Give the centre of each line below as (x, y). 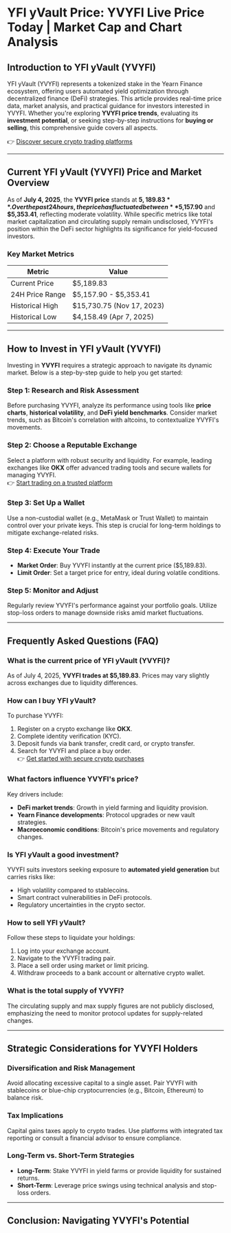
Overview (29, 183)
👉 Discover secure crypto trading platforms (70, 141)
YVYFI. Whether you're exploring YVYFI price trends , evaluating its (103, 113)
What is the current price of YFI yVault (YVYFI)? (89, 660)
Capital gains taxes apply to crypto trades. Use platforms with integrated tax (115, 1130)
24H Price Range (38, 295)
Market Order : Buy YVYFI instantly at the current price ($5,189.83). (112, 565)
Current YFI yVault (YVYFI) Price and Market (104, 172)
